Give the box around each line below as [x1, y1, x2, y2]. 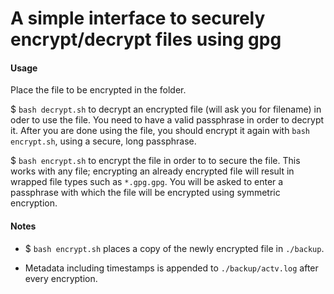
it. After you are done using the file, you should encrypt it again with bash [10, 125, 310, 137]
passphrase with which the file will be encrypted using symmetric [10, 187, 281, 199]
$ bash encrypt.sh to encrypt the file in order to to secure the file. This [10, 155, 301, 167]
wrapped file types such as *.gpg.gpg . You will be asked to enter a [10, 176, 284, 188]
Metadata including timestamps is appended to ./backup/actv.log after [24, 262, 319, 274]
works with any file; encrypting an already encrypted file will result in [10, 165, 295, 177]
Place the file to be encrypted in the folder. [10, 84, 187, 96]
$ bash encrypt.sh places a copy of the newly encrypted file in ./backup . [24, 242, 325, 254]
